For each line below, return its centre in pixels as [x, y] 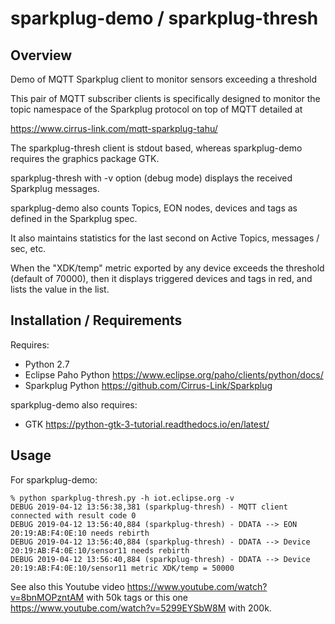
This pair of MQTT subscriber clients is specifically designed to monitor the [165, 98]
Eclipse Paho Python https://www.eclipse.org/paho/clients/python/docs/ [174, 374]
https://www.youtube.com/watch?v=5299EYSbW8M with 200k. [141, 608]
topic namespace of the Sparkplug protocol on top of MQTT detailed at [156, 109]
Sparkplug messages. [55, 188]
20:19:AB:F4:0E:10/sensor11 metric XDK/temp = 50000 [122, 568]
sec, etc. [28, 248]
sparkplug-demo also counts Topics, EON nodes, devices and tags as [154, 208]
